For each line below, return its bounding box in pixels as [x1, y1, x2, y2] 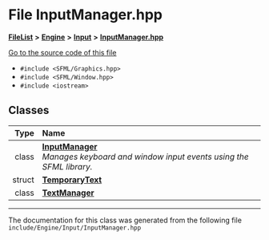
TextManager [42, 187, 94, 198]
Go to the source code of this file [8, 47, 117, 57]
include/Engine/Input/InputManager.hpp [8, 223, 142, 232]
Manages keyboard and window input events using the [42, 151, 250, 162]
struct [12, 174, 34, 185]
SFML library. [42, 161, 93, 172]
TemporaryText [42, 174, 102, 185]
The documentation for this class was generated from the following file [8, 215, 243, 225]
